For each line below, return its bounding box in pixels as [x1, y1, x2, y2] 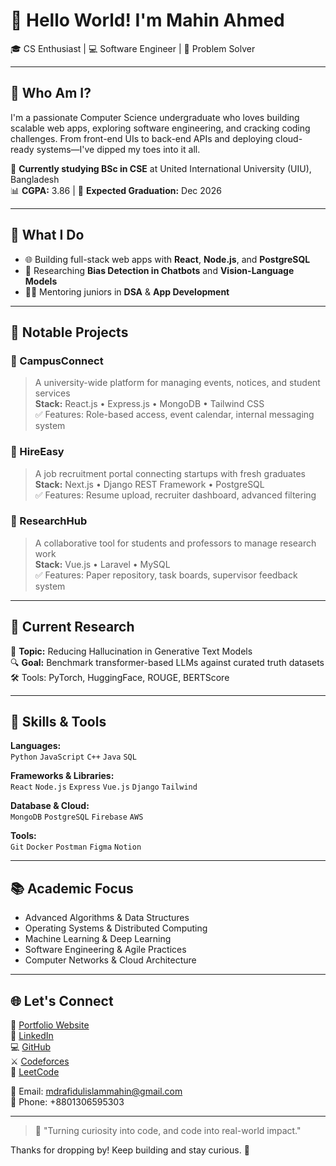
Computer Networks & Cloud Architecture [24, 954, 197, 966]
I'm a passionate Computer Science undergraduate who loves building [10, 111, 300, 123]
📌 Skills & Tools [10, 714, 107, 731]
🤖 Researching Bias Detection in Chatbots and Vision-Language [24, 264, 295, 276]
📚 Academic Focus [10, 880, 134, 897]
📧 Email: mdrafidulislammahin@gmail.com [10, 1085, 183, 1098]
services [34, 387, 71, 399]
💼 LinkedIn [10, 1030, 54, 1042]
